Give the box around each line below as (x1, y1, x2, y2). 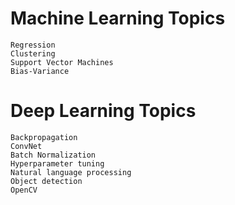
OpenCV (10, 185, 38, 195)
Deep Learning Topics (10, 100, 197, 122)
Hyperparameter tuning (10, 158, 105, 169)
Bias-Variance (10, 66, 70, 76)
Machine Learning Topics (10, 7, 226, 30)
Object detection (10, 176, 83, 186)
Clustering (10, 48, 56, 59)
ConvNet (10, 141, 43, 151)
